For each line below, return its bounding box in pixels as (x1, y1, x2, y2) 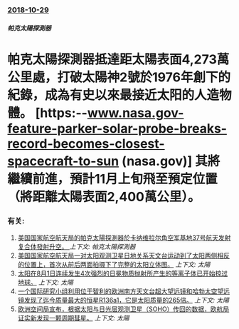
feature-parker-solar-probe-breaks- (7, 120, 228, 136)
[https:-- (35, 105, 87, 121)
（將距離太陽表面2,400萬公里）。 (7, 188, 201, 205)
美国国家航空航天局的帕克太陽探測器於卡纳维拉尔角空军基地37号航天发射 (17, 233, 231, 242)
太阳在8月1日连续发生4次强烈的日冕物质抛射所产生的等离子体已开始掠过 (17, 269, 228, 278)
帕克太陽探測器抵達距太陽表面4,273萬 (7, 51, 230, 67)
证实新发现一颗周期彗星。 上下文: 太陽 (17, 314, 129, 322)
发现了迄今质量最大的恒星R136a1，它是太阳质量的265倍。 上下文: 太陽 (23, 296, 230, 304)
